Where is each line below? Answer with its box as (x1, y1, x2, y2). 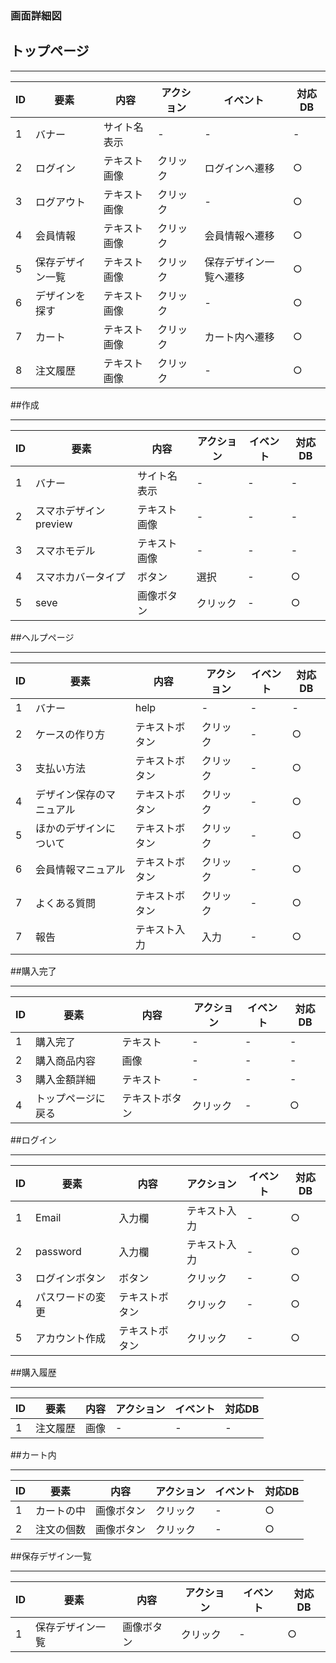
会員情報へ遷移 (204, 228, 275, 242)
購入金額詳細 (35, 1072, 97, 1086)
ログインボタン (35, 1271, 107, 1285)
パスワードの (35, 1290, 97, 1304)
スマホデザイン (35, 503, 106, 517)
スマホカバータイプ (35, 570, 126, 584)
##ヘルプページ (10, 631, 75, 643)
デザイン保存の (35, 787, 107, 801)
